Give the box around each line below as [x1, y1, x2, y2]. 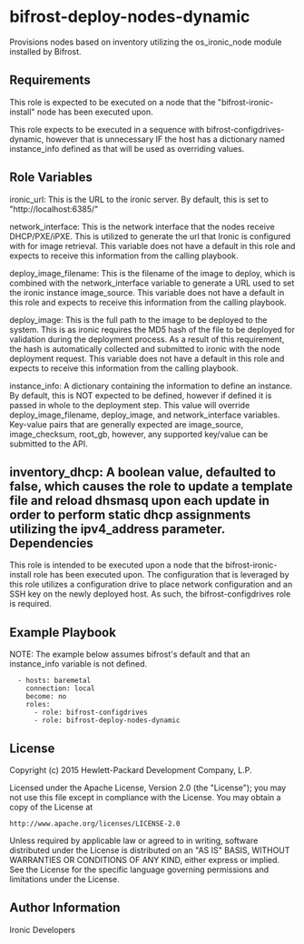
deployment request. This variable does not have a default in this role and [9, 353, 285, 364]
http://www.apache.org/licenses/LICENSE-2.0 [9, 819, 181, 829]
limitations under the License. [9, 874, 120, 884]
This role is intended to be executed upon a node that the [9, 559, 224, 570]
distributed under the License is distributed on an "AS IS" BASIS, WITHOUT [9, 845, 290, 856]
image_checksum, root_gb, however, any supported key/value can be [9, 428, 269, 439]
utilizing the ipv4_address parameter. [9, 521, 225, 537]
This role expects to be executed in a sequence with [9, 124, 205, 135]
